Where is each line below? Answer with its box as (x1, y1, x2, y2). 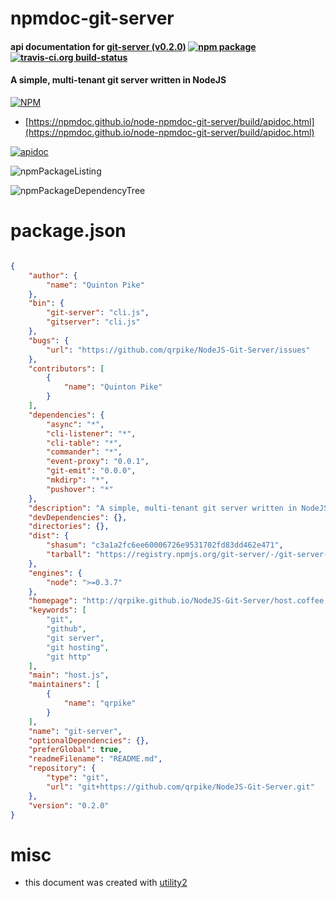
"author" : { (28, 270, 78, 281)
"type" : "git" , (46, 773, 110, 783)
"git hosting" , (46, 642, 110, 652)
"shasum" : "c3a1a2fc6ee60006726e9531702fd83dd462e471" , (46, 540, 284, 551)
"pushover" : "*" (46, 484, 114, 494)
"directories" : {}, (28, 522, 110, 532)
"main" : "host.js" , (28, 670, 110, 681)
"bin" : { (28, 298, 65, 309)
